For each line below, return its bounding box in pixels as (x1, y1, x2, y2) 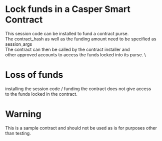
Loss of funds (5, 69, 63, 81)
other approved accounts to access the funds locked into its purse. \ (5, 51, 146, 58)
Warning (5, 109, 41, 120)
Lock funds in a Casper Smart (5, 3, 131, 15)
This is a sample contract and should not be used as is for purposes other (5, 125, 157, 131)
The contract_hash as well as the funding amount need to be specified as (5, 36, 156, 42)
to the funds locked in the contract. (5, 91, 77, 97)
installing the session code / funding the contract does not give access (5, 86, 151, 92)
